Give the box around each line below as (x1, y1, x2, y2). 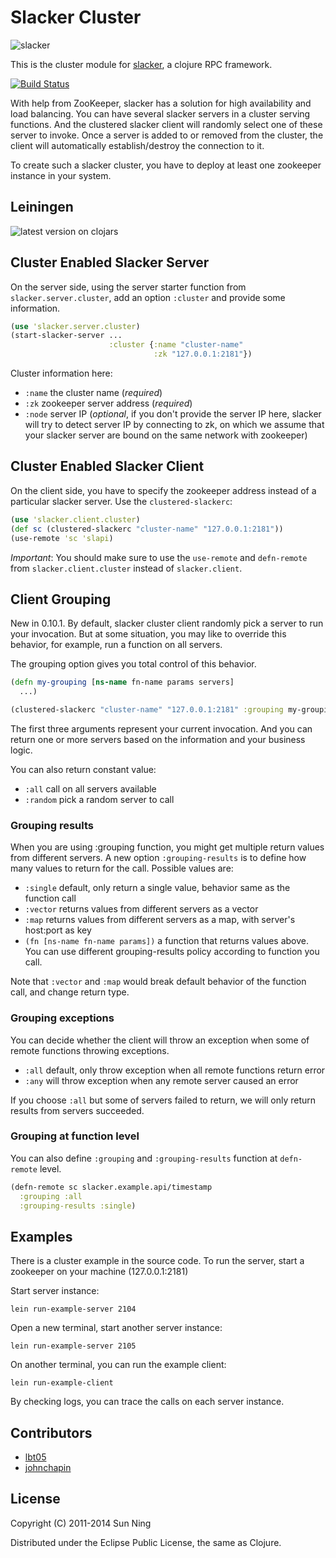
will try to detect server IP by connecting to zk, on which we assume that (24, 419, 325, 431)
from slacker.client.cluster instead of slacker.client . (10, 562, 243, 574)
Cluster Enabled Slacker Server (10, 254, 210, 271)
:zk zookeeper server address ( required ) (24, 397, 193, 410)
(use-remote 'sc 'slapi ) (10, 533, 114, 543)
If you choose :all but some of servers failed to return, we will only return (10, 1094, 317, 1106)
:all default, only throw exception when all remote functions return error (24, 1064, 326, 1076)
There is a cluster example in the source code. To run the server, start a (10, 1255, 305, 1267)
